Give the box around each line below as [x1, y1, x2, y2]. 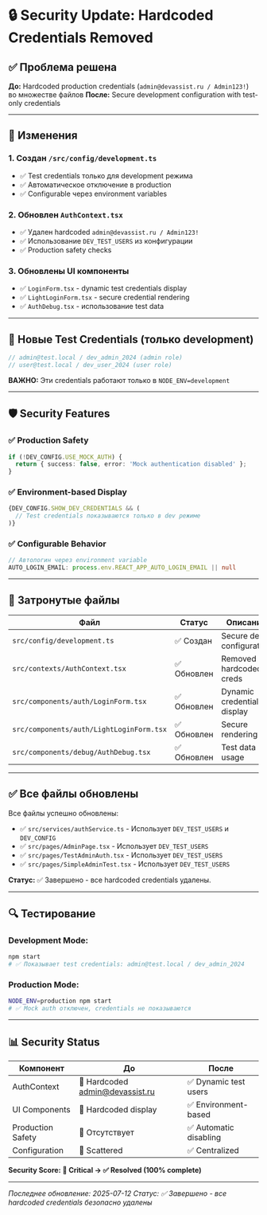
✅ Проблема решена [8, 61, 118, 74]
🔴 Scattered [79, 1145, 123, 1156]
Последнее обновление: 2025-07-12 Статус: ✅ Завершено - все [8, 1189, 227, 1198]
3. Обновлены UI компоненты [8, 265, 130, 276]
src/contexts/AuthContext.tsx [12, 664, 127, 673]
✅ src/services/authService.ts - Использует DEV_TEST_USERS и [19, 823, 229, 833]
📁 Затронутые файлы [8, 593, 120, 607]
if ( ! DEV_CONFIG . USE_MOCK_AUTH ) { [8, 453, 123, 461]
